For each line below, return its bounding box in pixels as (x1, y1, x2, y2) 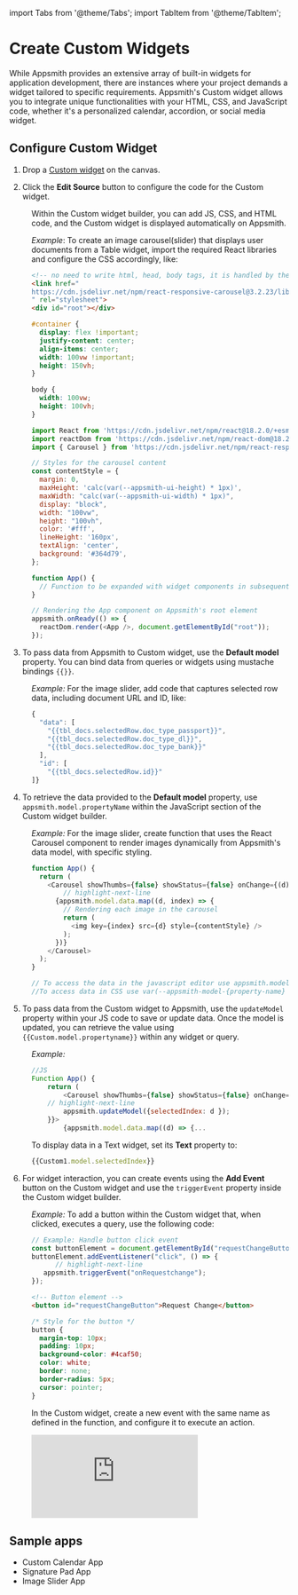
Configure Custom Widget (9, 141, 158, 156)
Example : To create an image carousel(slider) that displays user (31, 234, 264, 245)
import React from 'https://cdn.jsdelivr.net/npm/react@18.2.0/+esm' (31, 426, 294, 435)
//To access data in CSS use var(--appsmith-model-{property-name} (31, 987, 286, 996)
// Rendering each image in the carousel (63, 905, 219, 914)
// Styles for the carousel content (31, 459, 167, 468)
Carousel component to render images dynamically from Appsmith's (31, 837, 281, 848)
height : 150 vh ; (39, 361, 96, 370)
